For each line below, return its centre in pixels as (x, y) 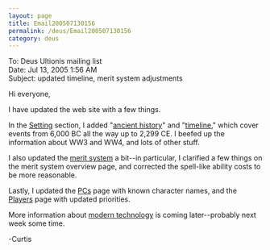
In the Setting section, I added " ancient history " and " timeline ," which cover (134, 125)
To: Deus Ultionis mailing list (55, 61)
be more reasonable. (43, 175)
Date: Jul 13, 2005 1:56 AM (53, 70)
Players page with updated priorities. (69, 199)
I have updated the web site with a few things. (85, 110)
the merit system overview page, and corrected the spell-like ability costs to (135, 167)
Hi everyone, (29, 94)
